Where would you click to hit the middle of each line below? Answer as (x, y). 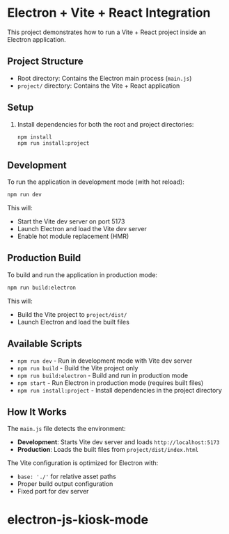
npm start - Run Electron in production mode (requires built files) (110, 383)
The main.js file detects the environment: (67, 429)
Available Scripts (45, 344)
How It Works (37, 412)
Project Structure (45, 62)
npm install (34, 137)
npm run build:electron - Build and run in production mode (103, 375)
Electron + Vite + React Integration (109, 13)
